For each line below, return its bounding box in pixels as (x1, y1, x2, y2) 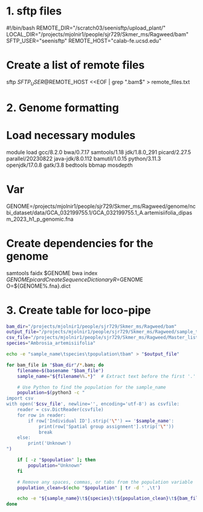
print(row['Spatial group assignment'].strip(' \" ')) (38, 423, 174, 430)
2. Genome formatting (6, 101, 119, 114)
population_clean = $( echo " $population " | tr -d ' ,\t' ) (17, 485, 161, 491)
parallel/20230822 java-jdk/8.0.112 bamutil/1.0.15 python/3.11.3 (6, 155, 161, 162)
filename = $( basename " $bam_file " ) (17, 368, 104, 374)
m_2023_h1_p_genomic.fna (6, 215, 74, 222)
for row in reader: (17, 412, 66, 418)
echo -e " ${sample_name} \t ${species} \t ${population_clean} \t (17, 496, 174, 502)
